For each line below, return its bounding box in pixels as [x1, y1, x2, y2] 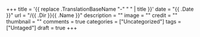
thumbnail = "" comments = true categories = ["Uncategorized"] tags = [6, 18, 181, 25]
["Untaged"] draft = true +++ [6, 24, 78, 31]
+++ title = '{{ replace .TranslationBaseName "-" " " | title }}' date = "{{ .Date [6, 6, 194, 12]
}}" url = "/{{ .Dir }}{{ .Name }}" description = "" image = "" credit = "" [6, 12, 178, 19]
